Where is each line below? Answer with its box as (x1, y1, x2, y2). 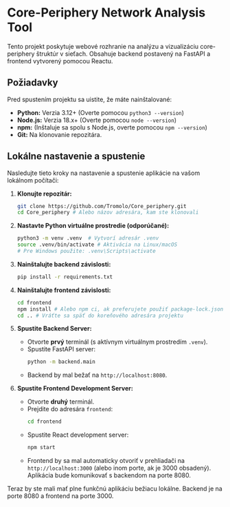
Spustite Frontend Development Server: (16, 384, 134, 393)
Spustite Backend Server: (16, 324, 92, 333)
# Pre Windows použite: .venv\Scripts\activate (16, 248, 156, 255)
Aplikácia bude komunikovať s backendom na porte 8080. (27, 471, 191, 479)
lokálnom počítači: (7, 176, 59, 184)
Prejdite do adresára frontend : (27, 405, 113, 413)
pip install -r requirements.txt (16, 273, 113, 280)
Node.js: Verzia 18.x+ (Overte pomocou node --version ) (16, 116, 177, 124)
